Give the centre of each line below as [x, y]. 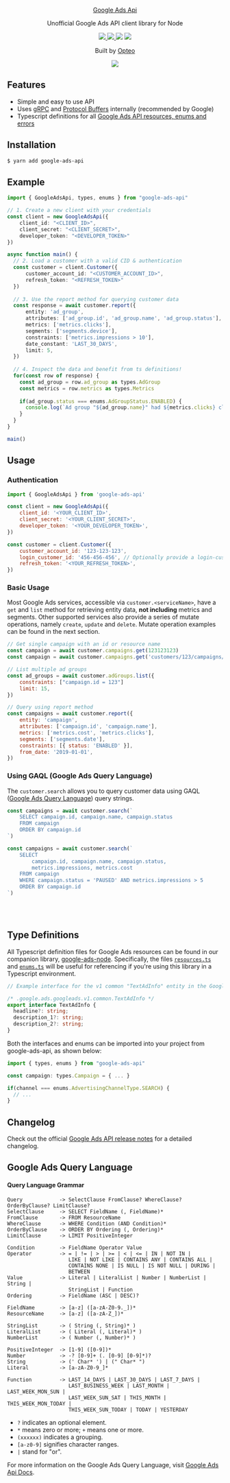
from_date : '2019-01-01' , [56, 752]
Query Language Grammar [46, 1185]
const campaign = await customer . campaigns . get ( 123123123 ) [93, 651]
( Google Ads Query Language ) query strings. [71, 798]
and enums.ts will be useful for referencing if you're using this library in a [110, 966]
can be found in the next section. [54, 632]
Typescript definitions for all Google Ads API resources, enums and [112, 116]
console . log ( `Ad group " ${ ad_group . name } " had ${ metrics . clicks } [120, 407]
